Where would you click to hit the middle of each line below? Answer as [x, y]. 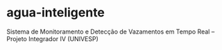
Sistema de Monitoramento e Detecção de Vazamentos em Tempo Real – [111, 32]
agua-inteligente [56, 13]
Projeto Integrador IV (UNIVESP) [52, 38]
